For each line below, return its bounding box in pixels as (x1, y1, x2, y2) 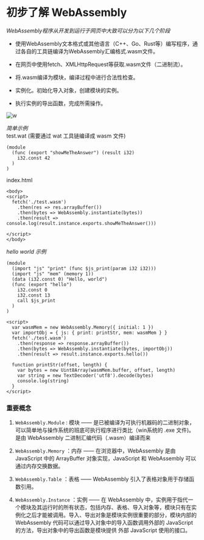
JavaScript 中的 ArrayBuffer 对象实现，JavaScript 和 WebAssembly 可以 (15, 455, 197, 462)
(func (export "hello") (12, 281, 72, 287)
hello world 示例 (6, 248, 47, 255)
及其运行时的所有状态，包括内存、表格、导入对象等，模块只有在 (31, 504, 192, 511)
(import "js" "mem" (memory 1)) (12, 270, 94, 277)
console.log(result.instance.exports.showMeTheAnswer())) (6, 220, 157, 226)
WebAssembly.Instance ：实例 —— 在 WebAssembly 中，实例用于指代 (15, 496, 188, 503)
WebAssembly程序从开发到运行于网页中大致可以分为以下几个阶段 (6, 27, 171, 34)
